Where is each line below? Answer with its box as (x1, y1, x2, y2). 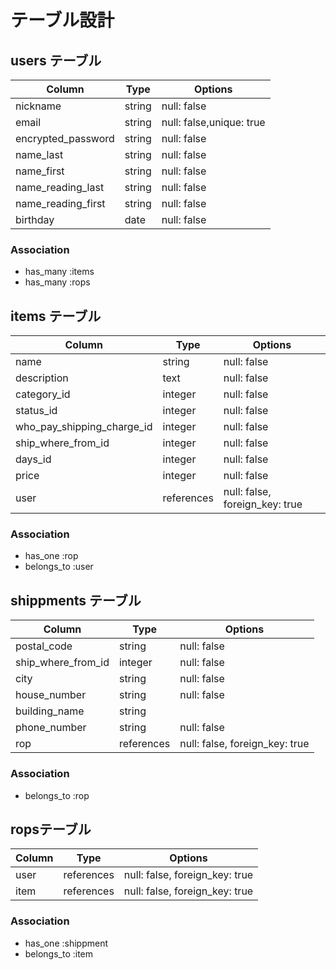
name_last (15, 148, 64, 161)
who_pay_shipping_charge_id (15, 420, 153, 434)
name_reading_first (15, 197, 106, 210)
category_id (15, 387, 71, 401)
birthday (15, 213, 55, 226)
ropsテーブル (10, 821, 92, 838)
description (15, 371, 69, 385)
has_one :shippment (24, 937, 108, 949)
